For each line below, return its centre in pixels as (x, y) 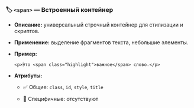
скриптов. (27, 31)
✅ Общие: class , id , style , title (63, 87)
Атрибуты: (28, 76)
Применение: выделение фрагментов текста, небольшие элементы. (101, 42)
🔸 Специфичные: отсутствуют (61, 99)
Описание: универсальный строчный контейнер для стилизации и (98, 25)
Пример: (26, 54)
